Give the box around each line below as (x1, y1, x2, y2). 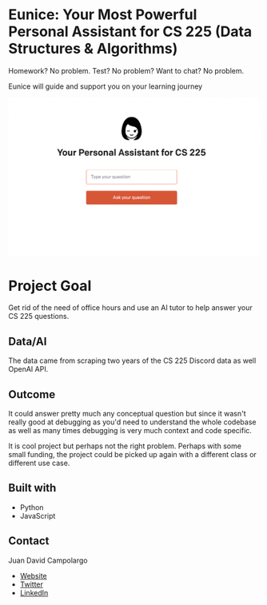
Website (19, 571, 48, 580)
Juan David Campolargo (8, 555, 88, 565)
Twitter (19, 579, 44, 589)
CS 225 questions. (8, 312, 70, 321)
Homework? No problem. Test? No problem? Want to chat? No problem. (8, 66, 245, 75)
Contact (8, 534, 50, 548)
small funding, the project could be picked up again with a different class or (8, 449, 257, 459)
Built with (8, 481, 57, 495)
